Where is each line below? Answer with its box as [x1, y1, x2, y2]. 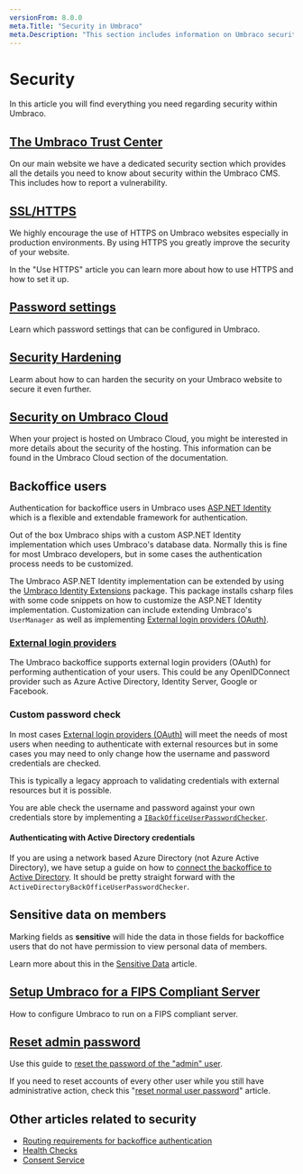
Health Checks [22, 1145, 78, 1156]
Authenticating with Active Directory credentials [9, 832, 196, 843]
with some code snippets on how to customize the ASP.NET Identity [9, 595, 262, 606]
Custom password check [9, 709, 122, 721]
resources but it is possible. [9, 784, 113, 795]
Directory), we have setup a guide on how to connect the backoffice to [9, 862, 272, 873]
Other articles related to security [9, 1111, 197, 1127]
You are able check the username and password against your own [9, 802, 255, 812]
